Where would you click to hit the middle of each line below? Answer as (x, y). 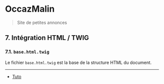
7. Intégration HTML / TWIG (47, 38)
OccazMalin (30, 9)
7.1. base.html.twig (27, 52)
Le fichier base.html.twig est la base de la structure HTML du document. (78, 63)
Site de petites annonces (42, 22)
